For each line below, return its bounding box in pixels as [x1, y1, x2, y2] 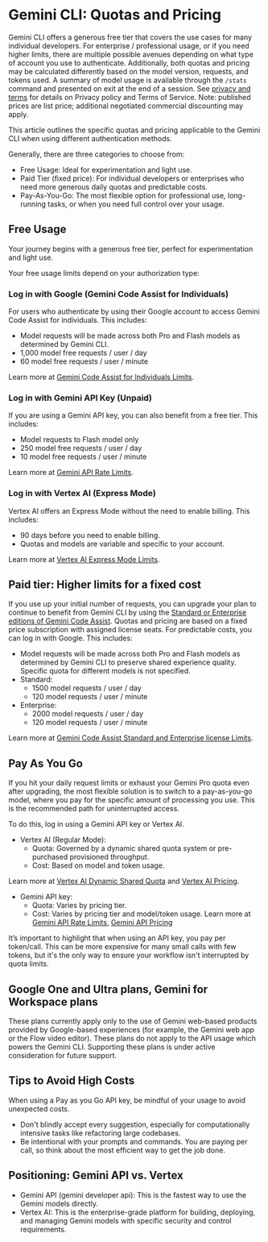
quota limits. [8, 959, 49, 969]
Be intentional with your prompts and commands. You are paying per [19, 1136, 248, 1146]
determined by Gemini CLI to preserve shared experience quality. [19, 657, 237, 667]
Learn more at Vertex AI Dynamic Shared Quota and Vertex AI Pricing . [8, 877, 240, 886]
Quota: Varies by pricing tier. [31, 901, 127, 911]
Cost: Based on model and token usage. [31, 861, 165, 870]
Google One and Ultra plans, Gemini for [8, 982, 208, 996]
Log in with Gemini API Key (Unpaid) [8, 392, 153, 403]
